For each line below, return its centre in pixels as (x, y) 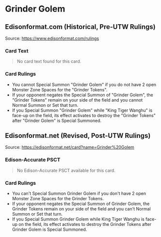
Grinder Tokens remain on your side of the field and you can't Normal (81, 209)
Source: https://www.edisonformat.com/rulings (52, 38)
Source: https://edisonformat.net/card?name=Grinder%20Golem (70, 147)
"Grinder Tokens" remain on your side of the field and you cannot (77, 100)
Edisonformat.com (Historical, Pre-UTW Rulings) (80, 27)
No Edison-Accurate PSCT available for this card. (66, 170)
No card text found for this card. (49, 61)
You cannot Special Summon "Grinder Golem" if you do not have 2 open (84, 84)
